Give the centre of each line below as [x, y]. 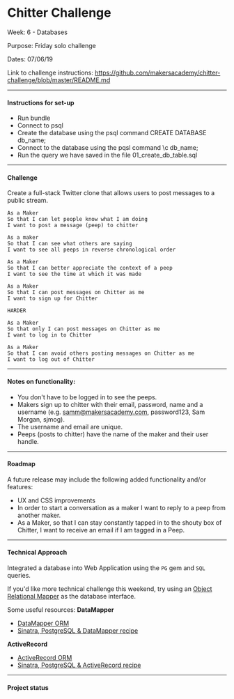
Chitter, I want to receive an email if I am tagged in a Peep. [101, 530]
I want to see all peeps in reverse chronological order [92, 250]
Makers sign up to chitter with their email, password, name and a [110, 404]
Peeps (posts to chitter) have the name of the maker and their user [113, 434]
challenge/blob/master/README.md [59, 80]
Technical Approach [37, 553]
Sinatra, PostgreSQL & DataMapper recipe [78, 630]
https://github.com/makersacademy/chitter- [158, 72]
